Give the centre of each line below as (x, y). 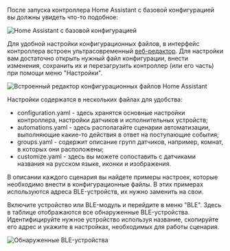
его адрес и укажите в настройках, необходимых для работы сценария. (113, 227)
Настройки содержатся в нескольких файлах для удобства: (95, 99)
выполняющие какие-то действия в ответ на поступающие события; (118, 134)
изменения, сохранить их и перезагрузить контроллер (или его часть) (111, 65)
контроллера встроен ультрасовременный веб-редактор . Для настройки (115, 51)
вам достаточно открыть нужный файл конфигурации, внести (98, 58)
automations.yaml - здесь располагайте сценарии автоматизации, (114, 127)
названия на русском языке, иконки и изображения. (94, 164)
